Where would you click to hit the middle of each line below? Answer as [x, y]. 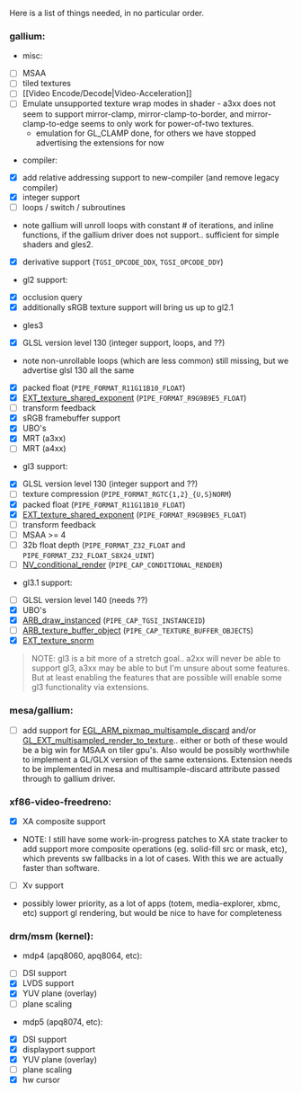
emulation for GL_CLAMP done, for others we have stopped [146, 133]
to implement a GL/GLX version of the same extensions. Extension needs [157, 760]
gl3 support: [45, 467]
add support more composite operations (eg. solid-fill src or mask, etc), [155, 849]
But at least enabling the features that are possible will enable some [156, 678]
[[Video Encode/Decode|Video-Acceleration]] [107, 93]
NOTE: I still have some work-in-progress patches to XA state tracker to [155, 839]
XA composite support [64, 821]
